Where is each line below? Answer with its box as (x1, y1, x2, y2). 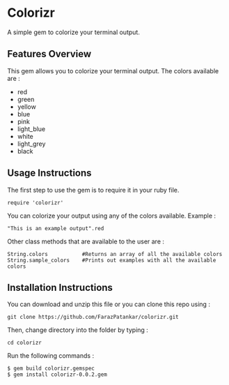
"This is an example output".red (7, 225, 104, 232)
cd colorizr (7, 340, 42, 347)
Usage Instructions (7, 167, 92, 179)
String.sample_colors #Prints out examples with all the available (7, 257, 216, 264)
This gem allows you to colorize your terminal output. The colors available (7, 66, 219, 75)
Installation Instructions (7, 281, 113, 294)
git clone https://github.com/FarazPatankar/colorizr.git (7, 314, 179, 321)
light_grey (17, 139, 46, 148)
